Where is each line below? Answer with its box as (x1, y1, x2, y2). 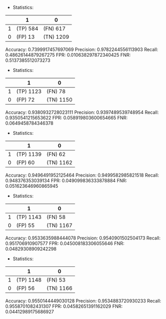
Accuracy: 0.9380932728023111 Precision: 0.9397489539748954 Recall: (5, 109, 159, 115)
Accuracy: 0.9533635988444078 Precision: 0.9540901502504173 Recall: (5, 235, 161, 241)
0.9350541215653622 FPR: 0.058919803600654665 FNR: (5, 115, 128, 120)
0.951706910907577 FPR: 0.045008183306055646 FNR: (5, 240, 125, 247)
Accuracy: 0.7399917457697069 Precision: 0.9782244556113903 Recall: (5, 46, 158, 53)
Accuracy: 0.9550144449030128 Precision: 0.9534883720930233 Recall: (5, 298, 161, 304)
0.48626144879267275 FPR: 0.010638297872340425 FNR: (5, 52, 131, 58)
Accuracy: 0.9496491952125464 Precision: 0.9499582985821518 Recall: (5, 172, 159, 178)
